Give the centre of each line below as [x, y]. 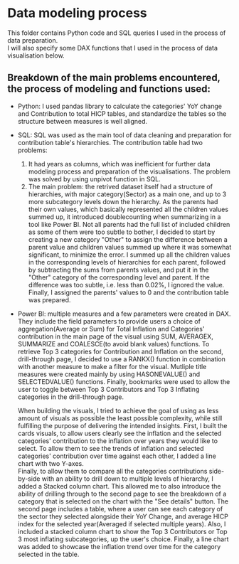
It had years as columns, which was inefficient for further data [119, 164]
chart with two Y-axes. [51, 463]
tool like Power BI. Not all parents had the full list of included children [129, 224]
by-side [29, 479]
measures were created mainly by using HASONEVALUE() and [109, 374]
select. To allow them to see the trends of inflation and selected [111, 448]
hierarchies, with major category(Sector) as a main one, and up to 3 [127, 194]
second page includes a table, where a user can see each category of [120, 509]
